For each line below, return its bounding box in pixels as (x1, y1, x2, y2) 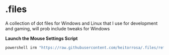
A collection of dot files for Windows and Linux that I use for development (5, 20, 158, 26)
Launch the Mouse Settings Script (5, 35, 78, 41)
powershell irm (5, 45, 37, 50)
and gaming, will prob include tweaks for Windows (5, 25, 110, 31)
